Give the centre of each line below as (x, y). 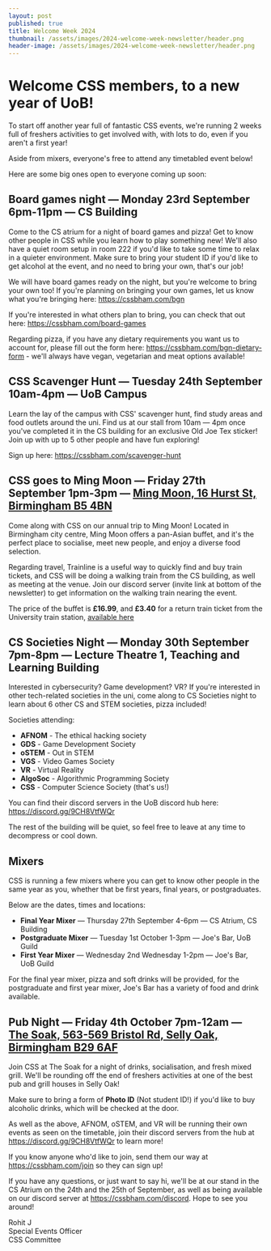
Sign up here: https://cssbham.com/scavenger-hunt (95, 455)
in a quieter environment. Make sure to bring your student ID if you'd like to (133, 257)
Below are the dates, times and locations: (77, 905)
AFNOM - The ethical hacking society (83, 736)
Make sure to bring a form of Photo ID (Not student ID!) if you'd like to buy (132, 1099)
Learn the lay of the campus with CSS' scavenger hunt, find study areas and (135, 413)
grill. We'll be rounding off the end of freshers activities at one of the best (131, 1075)
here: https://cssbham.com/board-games (77, 323)
